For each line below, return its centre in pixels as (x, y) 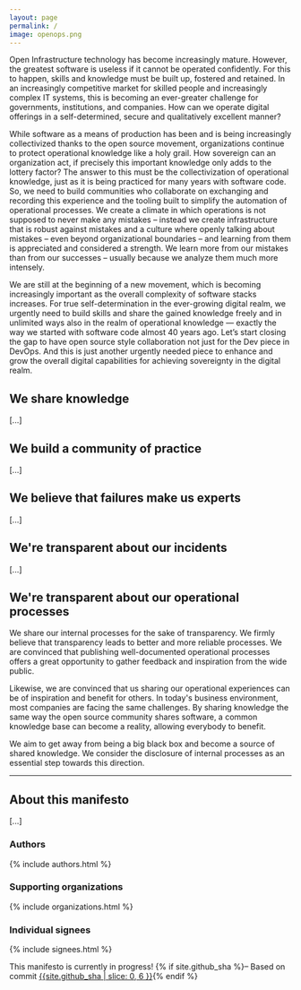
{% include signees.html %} (61, 950)
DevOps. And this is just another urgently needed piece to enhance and (141, 351)
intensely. (27, 267)
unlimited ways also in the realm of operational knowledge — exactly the (143, 323)
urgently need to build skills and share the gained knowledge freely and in (146, 314)
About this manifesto (69, 800)
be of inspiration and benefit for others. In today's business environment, (144, 698)
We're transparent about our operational (125, 598)
